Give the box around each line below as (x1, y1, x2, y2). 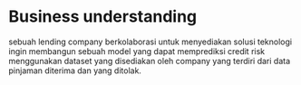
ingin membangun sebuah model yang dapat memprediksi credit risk (8, 45, 266, 56)
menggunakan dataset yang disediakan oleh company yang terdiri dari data (8, 55, 291, 66)
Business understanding (8, 6, 198, 27)
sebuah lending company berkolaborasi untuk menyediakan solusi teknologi (8, 36, 292, 47)
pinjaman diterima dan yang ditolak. (8, 65, 142, 76)
